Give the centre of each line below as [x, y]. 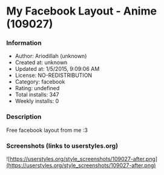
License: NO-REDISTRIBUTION [54, 75]
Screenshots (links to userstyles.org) [62, 145]
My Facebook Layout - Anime [82, 11]
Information [24, 43]
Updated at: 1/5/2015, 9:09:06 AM [57, 69]
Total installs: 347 [37, 94]
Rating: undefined [37, 88]
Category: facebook [40, 82]
